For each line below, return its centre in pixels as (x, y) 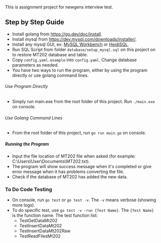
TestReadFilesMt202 (40, 236)
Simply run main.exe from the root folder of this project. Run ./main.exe (83, 102)
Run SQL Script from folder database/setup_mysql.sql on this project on (84, 49)
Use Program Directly (27, 87)
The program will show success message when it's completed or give (82, 167)
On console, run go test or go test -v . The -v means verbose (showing (84, 200)
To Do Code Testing (29, 190)
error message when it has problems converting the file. (68, 172)
